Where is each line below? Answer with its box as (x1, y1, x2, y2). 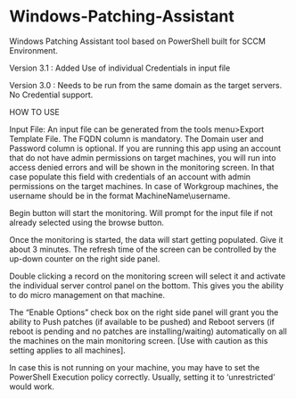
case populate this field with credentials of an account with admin (9, 171, 251, 182)
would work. (9, 381, 55, 392)
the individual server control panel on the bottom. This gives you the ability (9, 279, 284, 291)
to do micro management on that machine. (9, 289, 166, 300)
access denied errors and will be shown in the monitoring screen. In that (9, 162, 275, 172)
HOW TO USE (9, 106, 60, 117)
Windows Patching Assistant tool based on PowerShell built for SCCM (9, 36, 266, 46)
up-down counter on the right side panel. (9, 253, 160, 264)
